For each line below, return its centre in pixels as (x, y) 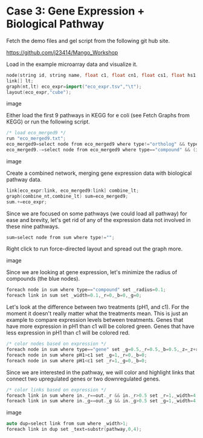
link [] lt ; (20, 81)
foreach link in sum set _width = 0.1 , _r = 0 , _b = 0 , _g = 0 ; (74, 296)
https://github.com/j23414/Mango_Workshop (62, 52)
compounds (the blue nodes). (43, 279)
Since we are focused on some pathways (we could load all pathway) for (97, 214)
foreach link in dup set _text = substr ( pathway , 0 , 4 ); (74, 430)
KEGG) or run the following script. (48, 122)
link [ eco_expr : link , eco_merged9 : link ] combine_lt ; (72, 191)
